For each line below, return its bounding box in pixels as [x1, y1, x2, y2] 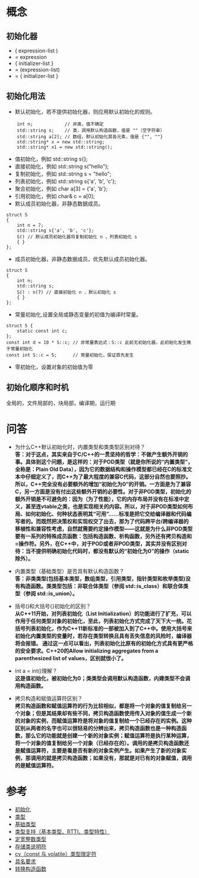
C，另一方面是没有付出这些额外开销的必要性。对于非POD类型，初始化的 [14, 488, 192, 495]
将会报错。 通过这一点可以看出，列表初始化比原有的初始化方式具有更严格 [14, 639, 194, 646]
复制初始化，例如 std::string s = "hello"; [14, 170, 112, 177]
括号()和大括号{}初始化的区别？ [14, 602, 91, 610]
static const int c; [17, 328, 68, 334]
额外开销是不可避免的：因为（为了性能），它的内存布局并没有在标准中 [14, 495, 184, 502]
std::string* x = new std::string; [17, 139, 105, 145]
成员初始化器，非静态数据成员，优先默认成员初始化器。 [14, 255, 150, 263]
